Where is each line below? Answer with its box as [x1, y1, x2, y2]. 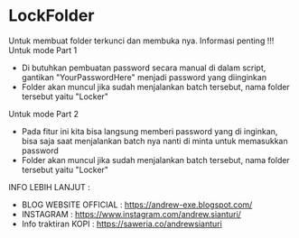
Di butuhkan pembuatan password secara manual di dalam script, [21, 62, 266, 73]
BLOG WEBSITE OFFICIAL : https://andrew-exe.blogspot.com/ [21, 199, 253, 210]
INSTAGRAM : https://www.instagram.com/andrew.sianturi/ [21, 208, 241, 219]
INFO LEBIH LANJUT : [8, 181, 91, 192]
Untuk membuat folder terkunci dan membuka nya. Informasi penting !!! [8, 35, 275, 46]
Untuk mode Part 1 [8, 44, 78, 55]
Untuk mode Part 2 [8, 108, 79, 119]
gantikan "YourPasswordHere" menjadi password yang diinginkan [21, 71, 267, 82]
